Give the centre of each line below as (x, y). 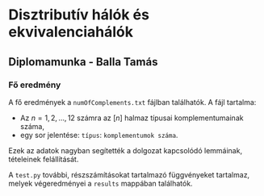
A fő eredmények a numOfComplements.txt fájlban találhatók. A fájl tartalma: (132, 102)
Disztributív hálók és (79, 15)
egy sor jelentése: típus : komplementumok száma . (99, 135)
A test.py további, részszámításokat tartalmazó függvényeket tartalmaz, (129, 174)
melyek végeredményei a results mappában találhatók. (101, 183)
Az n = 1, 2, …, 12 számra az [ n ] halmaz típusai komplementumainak (132, 118)
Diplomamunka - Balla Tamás (83, 62)
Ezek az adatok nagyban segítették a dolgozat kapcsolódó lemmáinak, (126, 150)
